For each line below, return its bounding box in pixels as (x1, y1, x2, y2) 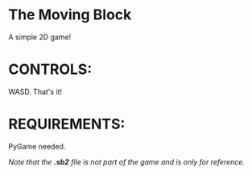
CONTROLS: (8, 60, 93, 79)
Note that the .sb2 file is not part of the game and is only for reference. (8, 157, 246, 166)
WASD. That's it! (8, 87, 63, 96)
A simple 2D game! (8, 32, 72, 42)
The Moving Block (8, 6, 132, 24)
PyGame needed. (8, 141, 66, 151)
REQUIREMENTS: (8, 115, 126, 133)
